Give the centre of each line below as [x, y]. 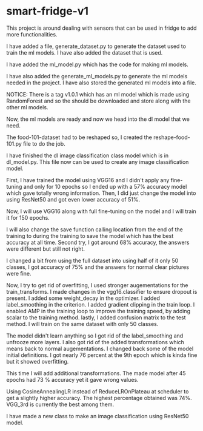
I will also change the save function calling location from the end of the [95, 229]
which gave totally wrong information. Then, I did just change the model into [101, 193]
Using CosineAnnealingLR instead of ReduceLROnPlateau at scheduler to [98, 391]
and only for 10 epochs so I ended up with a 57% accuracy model [105, 186]
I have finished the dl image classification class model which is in [87, 155]
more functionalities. [32, 34]
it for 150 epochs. [28, 217]
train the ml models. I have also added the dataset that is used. [85, 52]
